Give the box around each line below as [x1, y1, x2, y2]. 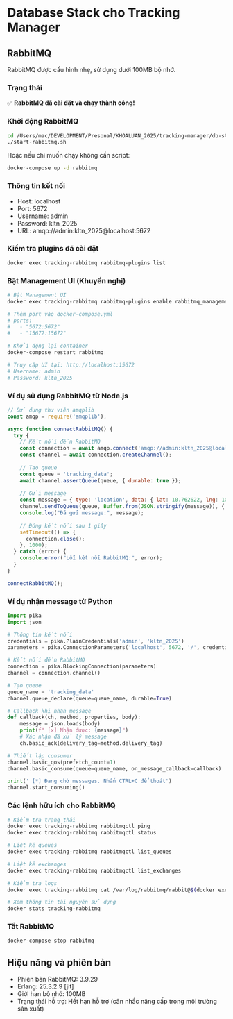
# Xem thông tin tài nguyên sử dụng [7, 899, 116, 906]
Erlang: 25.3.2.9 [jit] [17, 982, 74, 991]
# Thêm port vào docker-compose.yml [7, 310, 113, 317]
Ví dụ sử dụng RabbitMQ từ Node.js [7, 391, 128, 401]
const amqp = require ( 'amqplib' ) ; [7, 413, 107, 420]
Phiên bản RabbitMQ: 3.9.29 [17, 975, 98, 984]
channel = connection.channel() [7, 670, 101, 677]
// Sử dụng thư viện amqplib [7, 406, 95, 414]
